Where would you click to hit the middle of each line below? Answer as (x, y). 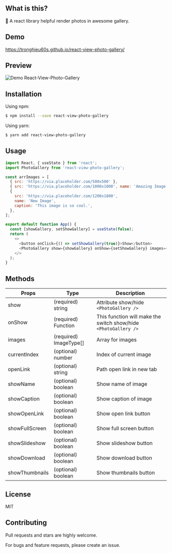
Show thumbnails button (126, 473)
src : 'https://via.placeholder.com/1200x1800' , (66, 196)
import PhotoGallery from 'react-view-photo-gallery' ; (65, 168)
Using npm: (17, 106)
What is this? (27, 8)
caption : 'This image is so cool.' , (54, 206)
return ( (19, 234)
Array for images (117, 340)
